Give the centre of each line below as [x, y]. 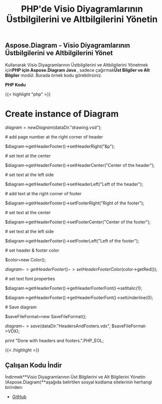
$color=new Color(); [26, 260]
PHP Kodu [15, 84]
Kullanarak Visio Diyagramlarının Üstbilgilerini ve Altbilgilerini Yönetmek [77, 65]
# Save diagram [21, 307]
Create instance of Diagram [62, 114]
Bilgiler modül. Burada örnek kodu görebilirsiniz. [54, 75]
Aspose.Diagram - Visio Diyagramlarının [68, 46]
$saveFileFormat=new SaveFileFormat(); [46, 316]
